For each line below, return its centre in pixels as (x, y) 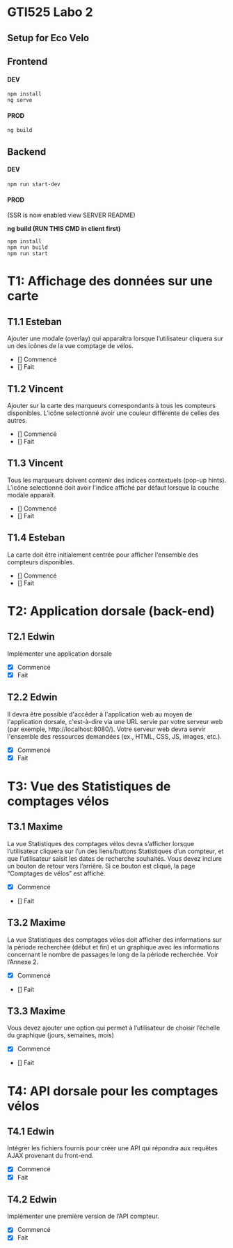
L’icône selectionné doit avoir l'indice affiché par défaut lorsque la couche (113, 487)
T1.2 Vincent (35, 389)
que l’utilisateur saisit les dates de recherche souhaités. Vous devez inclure (115, 858)
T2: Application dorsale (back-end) (111, 611)
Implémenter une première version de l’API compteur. (83, 1216)
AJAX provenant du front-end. (50, 1156)
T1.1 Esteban (35, 322)
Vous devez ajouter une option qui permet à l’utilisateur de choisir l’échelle (114, 1028)
